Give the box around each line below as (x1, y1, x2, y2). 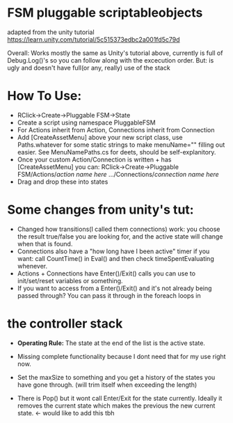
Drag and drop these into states (17, 177, 109, 186)
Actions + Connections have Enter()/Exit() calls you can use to (17, 269, 196, 278)
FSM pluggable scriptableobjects (7, 5, 203, 21)
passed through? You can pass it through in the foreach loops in (17, 291, 202, 300)
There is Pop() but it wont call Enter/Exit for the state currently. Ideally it (17, 394, 223, 402)
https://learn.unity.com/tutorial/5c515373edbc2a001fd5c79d (7, 35, 180, 43)
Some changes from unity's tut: (7, 202, 194, 218)
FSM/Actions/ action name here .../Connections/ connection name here (17, 170, 219, 178)
